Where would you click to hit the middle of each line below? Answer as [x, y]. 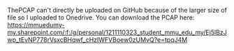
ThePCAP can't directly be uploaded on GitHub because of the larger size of [117, 10]
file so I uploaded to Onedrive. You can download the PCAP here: [101, 17]
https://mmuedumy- [36, 25]
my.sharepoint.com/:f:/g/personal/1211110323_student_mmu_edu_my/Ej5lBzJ [117, 32]
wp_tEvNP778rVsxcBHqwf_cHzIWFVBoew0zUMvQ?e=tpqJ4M [97, 40]
